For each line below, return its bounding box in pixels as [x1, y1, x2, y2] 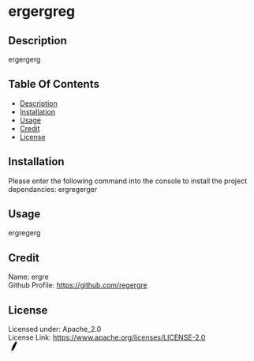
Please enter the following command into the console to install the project [8, 176, 247, 186]
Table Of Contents [8, 77, 100, 91]
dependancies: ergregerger [8, 184, 98, 194]
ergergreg [8, 2, 76, 21]
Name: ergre [8, 272, 49, 282]
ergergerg [8, 55, 41, 64]
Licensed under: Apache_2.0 [8, 325, 102, 334]
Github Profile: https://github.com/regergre [8, 280, 148, 290]
